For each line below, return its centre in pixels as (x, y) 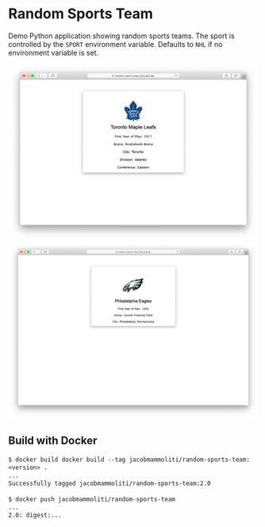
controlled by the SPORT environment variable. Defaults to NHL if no (115, 44)
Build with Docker (53, 440)
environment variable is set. (54, 52)
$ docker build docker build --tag (67, 460)
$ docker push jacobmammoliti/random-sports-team (92, 499)
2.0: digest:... (35, 515)
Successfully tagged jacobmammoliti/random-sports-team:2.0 (110, 483)
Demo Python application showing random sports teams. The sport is (122, 36)
